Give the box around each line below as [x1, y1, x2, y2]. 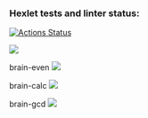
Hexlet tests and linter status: [9, 7, 140, 20]
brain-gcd [9, 98, 46, 109]
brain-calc [9, 81, 47, 91]
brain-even [9, 62, 50, 73]
